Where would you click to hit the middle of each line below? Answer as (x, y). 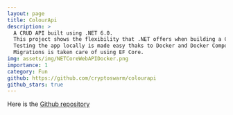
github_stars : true (35, 85)
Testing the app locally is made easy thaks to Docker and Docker (111, 46)
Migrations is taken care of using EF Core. (79, 53)
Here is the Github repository (49, 104)
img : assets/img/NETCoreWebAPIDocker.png (68, 59)
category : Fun (28, 71)
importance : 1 (28, 65)
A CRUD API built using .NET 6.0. (63, 33)
